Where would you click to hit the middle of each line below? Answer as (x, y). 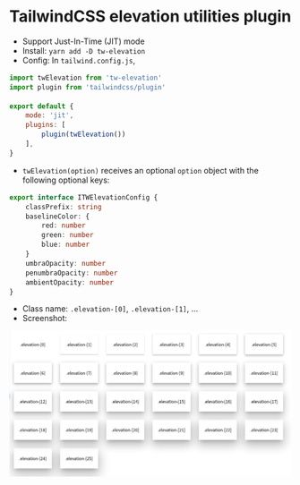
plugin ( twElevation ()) (84, 135)
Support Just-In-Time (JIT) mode (83, 41)
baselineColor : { (58, 217)
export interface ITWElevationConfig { (84, 197)
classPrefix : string (64, 207)
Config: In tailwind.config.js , (79, 60)
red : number (64, 225)
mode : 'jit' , (50, 115)
